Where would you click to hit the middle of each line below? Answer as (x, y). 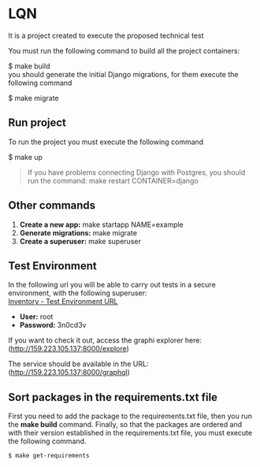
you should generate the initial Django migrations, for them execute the (123, 74)
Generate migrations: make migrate (78, 232)
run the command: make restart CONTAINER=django (113, 180)
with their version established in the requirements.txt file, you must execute (130, 433)
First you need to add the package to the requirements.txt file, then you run (130, 416)
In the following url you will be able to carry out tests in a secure (112, 285)
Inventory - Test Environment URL (63, 302)
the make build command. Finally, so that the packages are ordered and (125, 424)
